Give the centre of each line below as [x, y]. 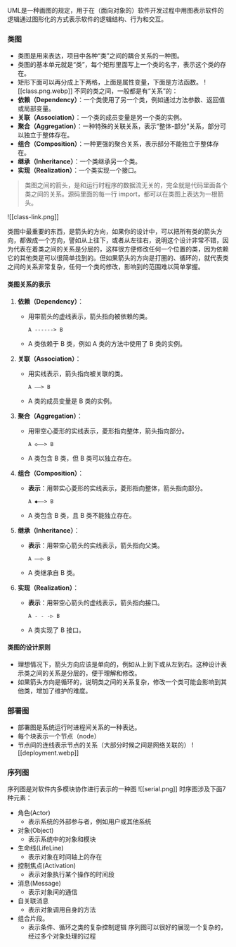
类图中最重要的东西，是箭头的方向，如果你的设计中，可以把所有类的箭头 [112, 232]
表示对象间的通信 [53, 892]
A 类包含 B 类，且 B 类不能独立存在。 [81, 515]
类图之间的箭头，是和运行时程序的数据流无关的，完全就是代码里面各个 [126, 185]
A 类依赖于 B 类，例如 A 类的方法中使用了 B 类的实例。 [107, 343]
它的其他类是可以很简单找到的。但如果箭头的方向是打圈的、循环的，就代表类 [118, 258]
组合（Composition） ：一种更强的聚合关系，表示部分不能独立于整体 [115, 144]
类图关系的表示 [29, 284]
